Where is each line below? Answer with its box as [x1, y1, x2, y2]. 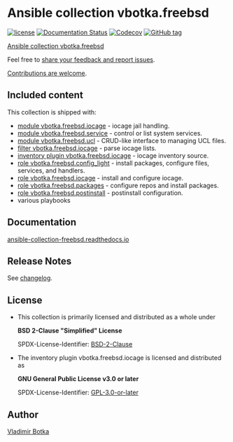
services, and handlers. [17, 166, 85, 175]
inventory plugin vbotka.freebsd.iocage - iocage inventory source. [17, 151, 209, 159]
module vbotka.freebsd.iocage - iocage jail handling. [17, 121, 170, 130]
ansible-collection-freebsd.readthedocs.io [7, 235, 129, 243]
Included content [7, 89, 84, 101]
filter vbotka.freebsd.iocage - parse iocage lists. [17, 144, 157, 152]
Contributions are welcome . [7, 69, 87, 77]
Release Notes [7, 255, 72, 267]
